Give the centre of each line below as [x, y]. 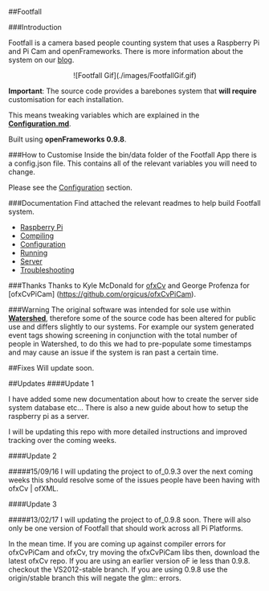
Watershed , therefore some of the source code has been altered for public [132, 318]
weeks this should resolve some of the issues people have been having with [134, 480]
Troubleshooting [47, 270]
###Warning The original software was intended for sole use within [120, 310]
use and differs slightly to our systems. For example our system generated [131, 326]
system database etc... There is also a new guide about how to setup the [128, 408]
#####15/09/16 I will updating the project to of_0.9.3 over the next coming [130, 471]
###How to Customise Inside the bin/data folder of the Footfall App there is [132, 155]
